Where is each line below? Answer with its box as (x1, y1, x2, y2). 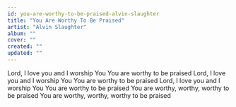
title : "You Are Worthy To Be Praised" (7, 17, 125, 24)
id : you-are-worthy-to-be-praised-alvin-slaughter (7, 10, 160, 18)
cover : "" (7, 37, 37, 44)
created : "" (7, 43, 42, 50)
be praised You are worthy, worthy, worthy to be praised (7, 91, 172, 99)
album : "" (7, 30, 37, 37)
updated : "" (7, 50, 42, 57)
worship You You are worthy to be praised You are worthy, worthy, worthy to (7, 84, 230, 92)
